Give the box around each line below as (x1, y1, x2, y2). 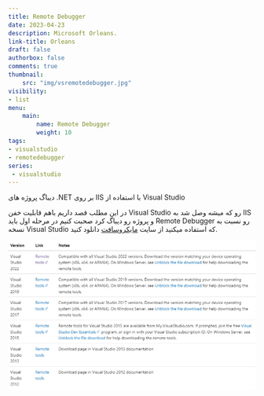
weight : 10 (36, 129, 72, 137)
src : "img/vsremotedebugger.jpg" (22, 79, 132, 86)
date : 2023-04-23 (8, 20, 65, 29)
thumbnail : (8, 71, 44, 79)
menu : (8, 104, 26, 112)
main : (22, 112, 41, 120)
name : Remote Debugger (36, 120, 111, 129)
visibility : (8, 87, 47, 95)
